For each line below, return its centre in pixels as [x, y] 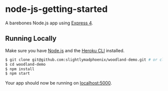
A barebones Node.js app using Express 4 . [49, 23]
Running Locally [31, 39]
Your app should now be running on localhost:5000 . [59, 83]
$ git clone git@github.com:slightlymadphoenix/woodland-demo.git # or [81, 60]
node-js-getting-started [56, 9]
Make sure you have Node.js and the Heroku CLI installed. [65, 50]
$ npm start [17, 74]
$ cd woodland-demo [25, 64]
